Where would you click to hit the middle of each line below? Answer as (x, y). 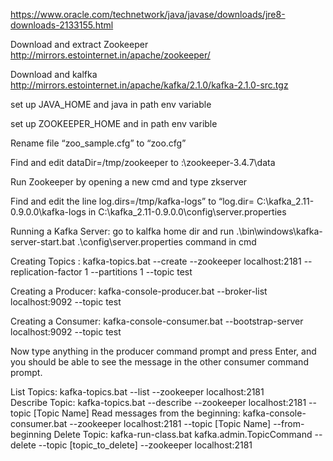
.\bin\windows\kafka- (279, 231)
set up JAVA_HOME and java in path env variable (111, 104)
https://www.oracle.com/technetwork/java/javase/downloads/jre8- (148, 14)
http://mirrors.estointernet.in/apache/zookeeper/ (110, 55)
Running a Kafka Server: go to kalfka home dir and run (122, 231)
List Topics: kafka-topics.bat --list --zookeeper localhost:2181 (137, 392)
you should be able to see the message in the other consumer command (159, 362)
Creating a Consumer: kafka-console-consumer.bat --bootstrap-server (157, 321)
